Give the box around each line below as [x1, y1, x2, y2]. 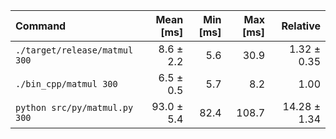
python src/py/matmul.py [15, 102, 134, 113]
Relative [281, 19, 321, 33]
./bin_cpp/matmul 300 [15, 79, 118, 89]
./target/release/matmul [15, 45, 134, 56]
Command [15, 19, 67, 33]
